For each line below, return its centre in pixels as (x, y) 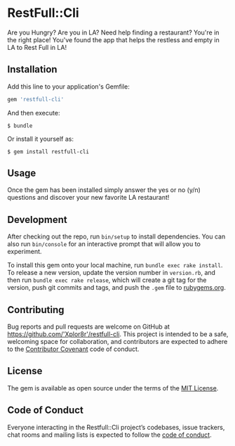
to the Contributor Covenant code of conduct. (73, 349)
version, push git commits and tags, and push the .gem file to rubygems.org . (117, 288)
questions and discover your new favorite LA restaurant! (88, 198)
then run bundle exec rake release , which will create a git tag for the (107, 280)
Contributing (36, 310)
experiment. (25, 252)
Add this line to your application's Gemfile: (68, 87)
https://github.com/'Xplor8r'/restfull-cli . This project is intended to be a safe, (118, 334)
